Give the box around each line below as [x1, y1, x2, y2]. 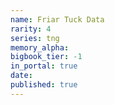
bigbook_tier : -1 [10, 52, 83, 62]
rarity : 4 [10, 24, 52, 34]
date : [10, 71, 33, 81]
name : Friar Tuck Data [10, 14, 105, 25]
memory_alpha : [10, 42, 70, 53]
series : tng [10, 33, 60, 43]
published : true [10, 80, 78, 90]
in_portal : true [10, 61, 78, 71]
